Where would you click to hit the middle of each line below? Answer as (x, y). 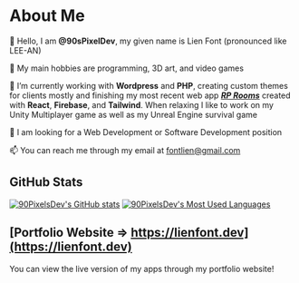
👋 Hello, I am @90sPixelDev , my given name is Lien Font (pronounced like (148, 41)
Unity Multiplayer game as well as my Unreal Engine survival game (134, 114)
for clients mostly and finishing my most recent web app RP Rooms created (150, 95)
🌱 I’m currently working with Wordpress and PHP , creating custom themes (149, 85)
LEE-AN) (26, 50)
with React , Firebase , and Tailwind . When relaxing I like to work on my (142, 104)
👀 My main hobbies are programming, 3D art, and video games (127, 68)
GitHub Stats (46, 182)
